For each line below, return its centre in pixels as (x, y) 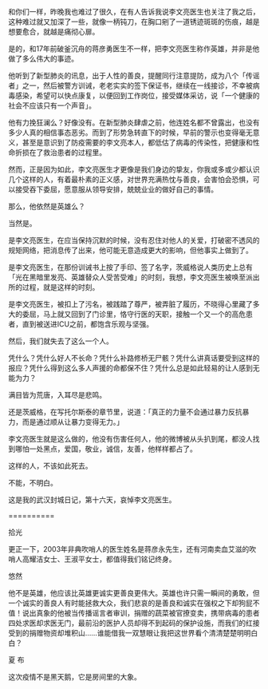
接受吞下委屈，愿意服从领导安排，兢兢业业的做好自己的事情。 (116, 189)
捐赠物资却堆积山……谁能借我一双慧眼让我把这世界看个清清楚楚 (133, 633)
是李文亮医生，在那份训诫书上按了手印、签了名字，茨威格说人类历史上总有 (130, 267)
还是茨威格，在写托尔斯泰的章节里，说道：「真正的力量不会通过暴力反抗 (125, 412)
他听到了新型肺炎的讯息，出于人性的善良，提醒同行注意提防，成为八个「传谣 (134, 75)
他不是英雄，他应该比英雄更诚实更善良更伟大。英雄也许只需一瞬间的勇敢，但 (134, 593)
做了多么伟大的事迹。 (43, 59)
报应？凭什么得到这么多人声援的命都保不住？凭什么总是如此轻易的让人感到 (130, 368)
